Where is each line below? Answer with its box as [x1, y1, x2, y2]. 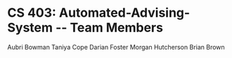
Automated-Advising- [58, 5, 191, 21]
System [7, 20, 53, 36]
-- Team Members [55, 20, 164, 36]
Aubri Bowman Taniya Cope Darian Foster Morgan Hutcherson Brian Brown [7, 43, 225, 51]
